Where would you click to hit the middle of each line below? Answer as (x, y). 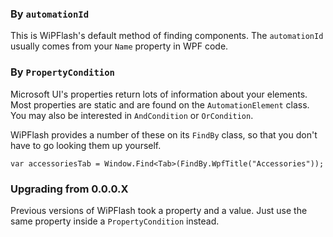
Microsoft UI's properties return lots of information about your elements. (159, 94)
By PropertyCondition (62, 72)
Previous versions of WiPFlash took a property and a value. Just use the (159, 210)
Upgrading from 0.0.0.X (69, 189)
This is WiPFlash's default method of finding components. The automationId (167, 36)
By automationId (50, 14)
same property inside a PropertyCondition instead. (115, 221)
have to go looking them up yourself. (86, 145)
